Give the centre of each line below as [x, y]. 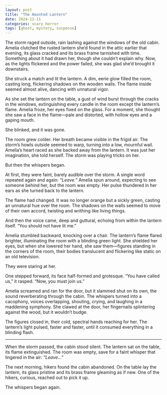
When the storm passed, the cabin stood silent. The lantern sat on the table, [83, 347]
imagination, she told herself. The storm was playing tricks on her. [73, 156]
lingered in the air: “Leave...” [34, 358]
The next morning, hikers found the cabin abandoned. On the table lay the [81, 367]
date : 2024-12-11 [23, 19]
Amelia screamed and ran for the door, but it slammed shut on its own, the [81, 291]
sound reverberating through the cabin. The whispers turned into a [74, 296]
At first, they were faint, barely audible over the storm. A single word [75, 175]
